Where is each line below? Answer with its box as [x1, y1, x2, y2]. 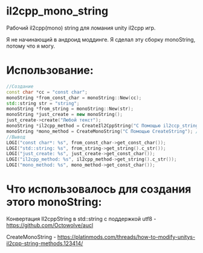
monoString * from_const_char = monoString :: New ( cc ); [6, 95, 142, 101]
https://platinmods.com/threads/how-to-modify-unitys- [57, 233, 195, 240]
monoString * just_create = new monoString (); [6, 112, 123, 118]
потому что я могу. [6, 42, 56, 50]
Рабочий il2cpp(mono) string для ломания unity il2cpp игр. [6, 24, 156, 31]
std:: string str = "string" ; [6, 100, 80, 106]
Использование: [6, 63, 94, 77]
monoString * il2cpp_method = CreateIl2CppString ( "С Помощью [6, 123, 161, 129]
